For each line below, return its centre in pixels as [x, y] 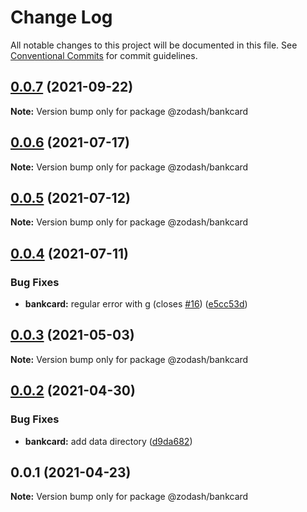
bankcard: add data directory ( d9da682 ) [108, 441]
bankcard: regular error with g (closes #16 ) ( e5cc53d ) [136, 304]
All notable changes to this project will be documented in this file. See [154, 45]
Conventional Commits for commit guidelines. [104, 55]
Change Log [61, 17]
